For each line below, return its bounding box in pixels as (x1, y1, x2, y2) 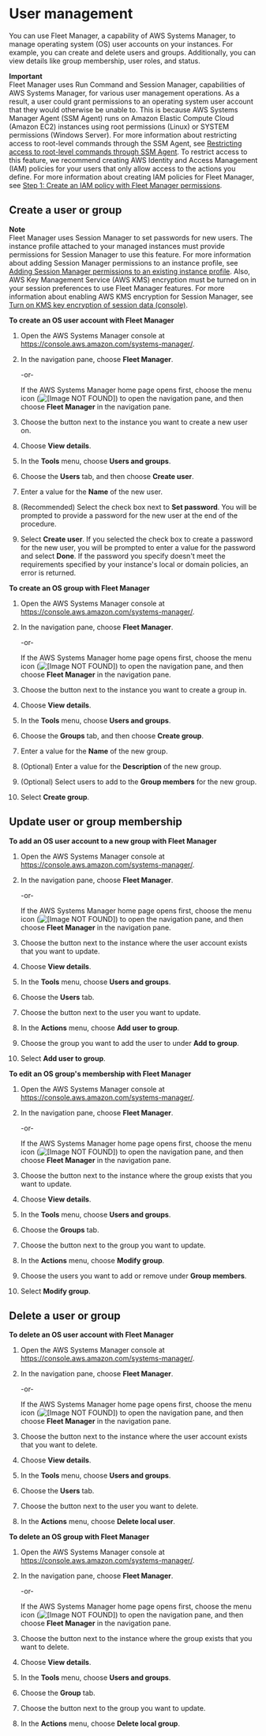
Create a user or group (9, 203, 122, 217)
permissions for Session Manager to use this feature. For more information (9, 250, 252, 259)
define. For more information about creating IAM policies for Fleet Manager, (9, 172, 255, 182)
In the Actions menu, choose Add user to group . (20, 1023, 180, 1032)
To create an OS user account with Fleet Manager (9, 315, 174, 325)
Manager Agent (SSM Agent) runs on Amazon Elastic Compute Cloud (9, 113, 234, 123)
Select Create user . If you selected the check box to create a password (20, 534, 253, 544)
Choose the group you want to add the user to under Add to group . (20, 1038, 240, 1047)
